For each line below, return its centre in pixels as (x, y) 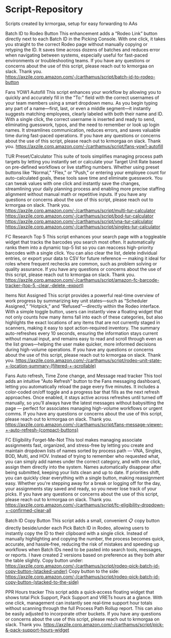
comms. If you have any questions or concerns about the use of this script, (84, 413)
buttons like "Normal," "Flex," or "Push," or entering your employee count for (86, 173)
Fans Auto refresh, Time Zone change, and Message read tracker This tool (84, 376)
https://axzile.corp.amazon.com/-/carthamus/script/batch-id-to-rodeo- (80, 77)
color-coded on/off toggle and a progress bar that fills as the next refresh (82, 392)
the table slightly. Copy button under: (44, 560)
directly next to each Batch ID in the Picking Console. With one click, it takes (86, 39)
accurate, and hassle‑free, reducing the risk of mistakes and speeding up (82, 544)
